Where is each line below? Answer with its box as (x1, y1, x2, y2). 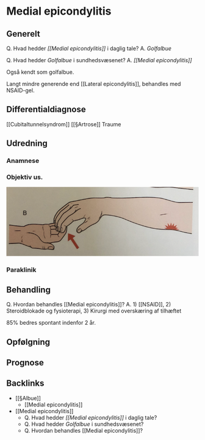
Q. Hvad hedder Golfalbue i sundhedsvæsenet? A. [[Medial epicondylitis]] (6, 57, 192, 63)
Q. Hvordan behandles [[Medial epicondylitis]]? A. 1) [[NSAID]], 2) (6, 301, 171, 308)
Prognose (6, 357, 45, 367)
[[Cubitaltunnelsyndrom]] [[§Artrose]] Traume (6, 120, 121, 128)
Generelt (6, 29, 41, 39)
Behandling (6, 284, 51, 295)
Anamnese (6, 157, 40, 165)
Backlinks (6, 378, 45, 389)
